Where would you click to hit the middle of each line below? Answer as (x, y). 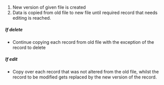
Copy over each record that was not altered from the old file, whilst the (86, 71)
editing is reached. (32, 18)
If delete (14, 29)
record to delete (29, 47)
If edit (12, 59)
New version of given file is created (49, 7)
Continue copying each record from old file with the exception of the (83, 42)
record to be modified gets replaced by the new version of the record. (85, 77)
